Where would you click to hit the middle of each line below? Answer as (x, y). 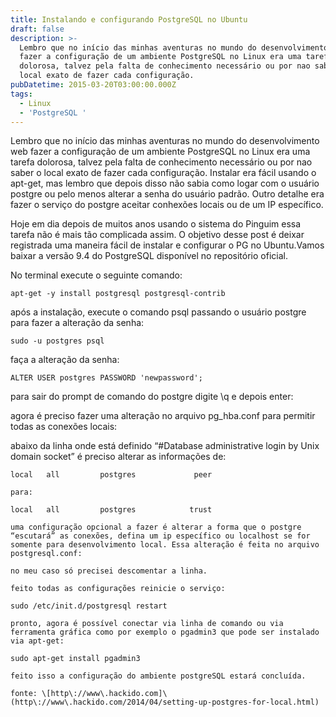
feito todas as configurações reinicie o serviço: (118, 589)
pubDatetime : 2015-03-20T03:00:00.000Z (93, 85)
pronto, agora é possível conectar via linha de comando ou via (147, 624)
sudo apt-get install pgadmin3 (75, 659)
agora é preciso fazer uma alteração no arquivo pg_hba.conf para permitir (163, 416)
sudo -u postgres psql (57, 341)
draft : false (37, 29)
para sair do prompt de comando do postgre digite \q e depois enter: (152, 397)
